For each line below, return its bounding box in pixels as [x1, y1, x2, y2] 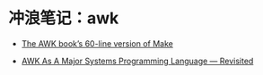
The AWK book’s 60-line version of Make [21, 37, 174, 49]
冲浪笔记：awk [8, 8, 119, 29]
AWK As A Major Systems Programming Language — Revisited [21, 55, 254, 66]
